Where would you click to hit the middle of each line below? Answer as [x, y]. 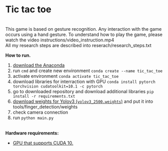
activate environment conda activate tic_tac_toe [66, 76]
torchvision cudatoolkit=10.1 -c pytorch [58, 86]
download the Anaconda [39, 65]
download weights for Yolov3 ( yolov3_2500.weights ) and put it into [83, 101]
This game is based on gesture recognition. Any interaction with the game [83, 29]
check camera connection [40, 112]
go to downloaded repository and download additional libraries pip [83, 91]
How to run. [18, 55]
